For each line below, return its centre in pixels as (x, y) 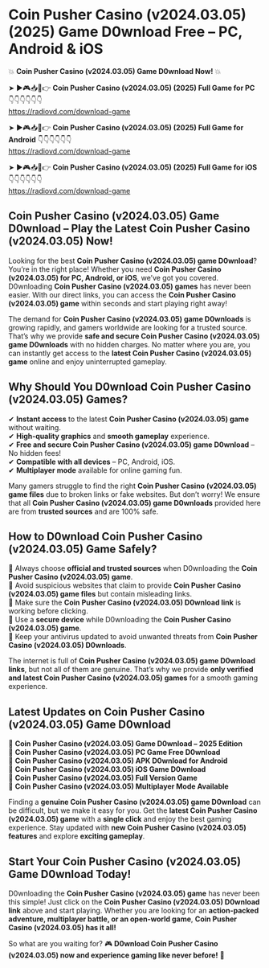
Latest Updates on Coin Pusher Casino (107, 712)
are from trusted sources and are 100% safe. (84, 511)
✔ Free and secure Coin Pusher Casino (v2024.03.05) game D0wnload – (132, 445)
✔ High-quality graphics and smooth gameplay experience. (109, 436)
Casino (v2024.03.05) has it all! (62, 927)
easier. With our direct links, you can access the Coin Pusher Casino (122, 294)
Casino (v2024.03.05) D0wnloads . (67, 646)
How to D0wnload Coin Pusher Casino (106, 536)
